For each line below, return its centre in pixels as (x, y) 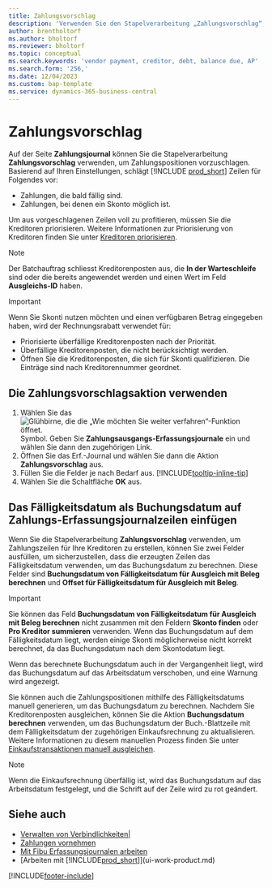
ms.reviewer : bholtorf (47, 46)
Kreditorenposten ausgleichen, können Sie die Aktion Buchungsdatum (126, 714)
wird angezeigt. (34, 681)
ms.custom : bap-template (50, 84)
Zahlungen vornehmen (58, 843)
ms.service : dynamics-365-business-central (83, 91)
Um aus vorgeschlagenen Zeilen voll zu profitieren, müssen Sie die (120, 220)
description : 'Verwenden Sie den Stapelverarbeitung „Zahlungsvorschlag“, (137, 24)
